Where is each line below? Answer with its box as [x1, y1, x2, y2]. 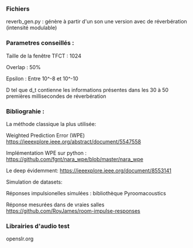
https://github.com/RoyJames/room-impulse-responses [6, 207, 140, 214]
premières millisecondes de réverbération [6, 93, 106, 100]
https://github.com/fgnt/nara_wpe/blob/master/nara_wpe [6, 155, 143, 162]
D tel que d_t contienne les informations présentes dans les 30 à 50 [6, 86, 168, 93]
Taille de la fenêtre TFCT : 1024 [6, 52, 82, 59]
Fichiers [6, 5, 30, 13]
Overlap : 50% [6, 63, 41, 70]
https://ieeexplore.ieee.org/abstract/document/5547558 [6, 138, 142, 145]
